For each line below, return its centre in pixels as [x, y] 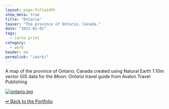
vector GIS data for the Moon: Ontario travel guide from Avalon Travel [78, 77]
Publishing [16, 82]
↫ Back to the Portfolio [29, 101]
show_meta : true [22, 15]
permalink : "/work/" [27, 57]
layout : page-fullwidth [30, 10]
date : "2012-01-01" [26, 29]
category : [16, 43]
